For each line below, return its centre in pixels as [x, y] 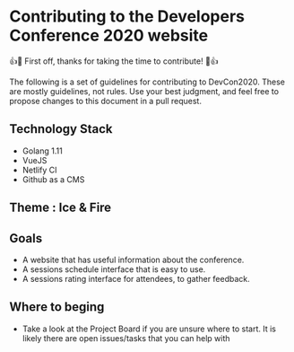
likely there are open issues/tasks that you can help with [126, 338]
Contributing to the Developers [127, 17]
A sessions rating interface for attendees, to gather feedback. [136, 278]
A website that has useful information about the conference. [133, 260]
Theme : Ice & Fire [61, 208]
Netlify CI [39, 170]
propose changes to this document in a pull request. [105, 101]
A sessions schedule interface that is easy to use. [114, 269]
